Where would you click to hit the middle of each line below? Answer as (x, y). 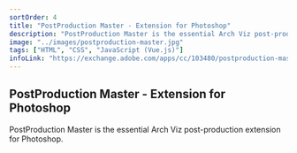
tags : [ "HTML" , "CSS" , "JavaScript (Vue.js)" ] (96, 50)
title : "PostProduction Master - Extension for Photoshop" (120, 26)
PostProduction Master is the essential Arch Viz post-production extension (145, 129)
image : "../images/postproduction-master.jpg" (96, 42)
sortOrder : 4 (33, 17)
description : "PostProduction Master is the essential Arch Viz (130, 34)
